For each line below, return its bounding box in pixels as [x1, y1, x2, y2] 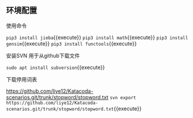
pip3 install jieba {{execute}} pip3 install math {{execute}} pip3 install [6, 34, 188, 41]
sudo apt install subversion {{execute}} [6, 64, 106, 71]
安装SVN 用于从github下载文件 [6, 52, 80, 59]
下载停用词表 [6, 75, 37, 83]
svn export [109, 95, 137, 100]
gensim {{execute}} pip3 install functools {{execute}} [6, 40, 137, 47]
